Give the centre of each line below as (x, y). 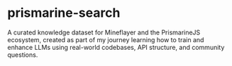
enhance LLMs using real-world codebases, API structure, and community (116, 47)
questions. (23, 55)
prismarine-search (64, 13)
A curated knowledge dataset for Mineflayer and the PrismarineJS (104, 32)
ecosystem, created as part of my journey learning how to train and (106, 39)
